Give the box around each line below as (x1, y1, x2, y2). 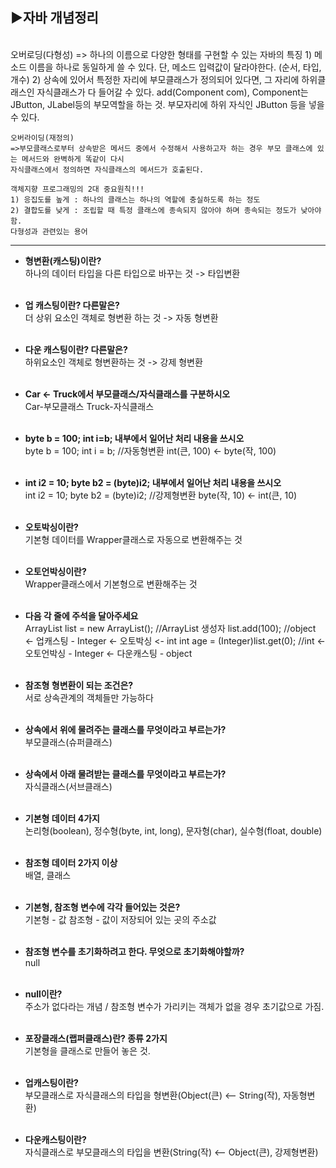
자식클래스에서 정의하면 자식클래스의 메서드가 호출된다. (10, 164, 205, 175)
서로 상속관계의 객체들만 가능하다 (24, 691, 154, 703)
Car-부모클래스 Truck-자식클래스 (24, 400, 155, 412)
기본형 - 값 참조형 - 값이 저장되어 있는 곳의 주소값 (24, 913, 217, 925)
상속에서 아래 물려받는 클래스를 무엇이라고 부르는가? (24, 768, 227, 780)
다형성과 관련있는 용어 (10, 226, 88, 237)
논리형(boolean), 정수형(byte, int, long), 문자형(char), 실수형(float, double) (24, 824, 323, 837)
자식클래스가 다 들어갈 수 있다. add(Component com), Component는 (36, 86, 309, 98)
